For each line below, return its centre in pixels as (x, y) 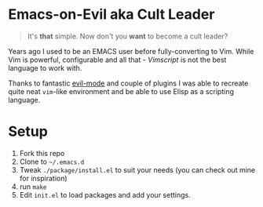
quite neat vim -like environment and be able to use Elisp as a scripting (121, 91)
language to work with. (45, 67)
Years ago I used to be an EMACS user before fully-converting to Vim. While (131, 51)
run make (33, 187)
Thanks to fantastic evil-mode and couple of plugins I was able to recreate (128, 83)
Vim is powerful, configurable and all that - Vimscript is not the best (117, 60)
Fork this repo (42, 153)
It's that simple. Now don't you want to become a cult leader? (128, 36)
